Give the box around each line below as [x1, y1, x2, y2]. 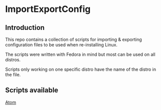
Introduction [5, 23, 45, 32]
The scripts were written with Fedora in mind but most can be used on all [5, 51, 156, 57]
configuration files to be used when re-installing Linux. [5, 42, 117, 48]
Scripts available [5, 86, 58, 95]
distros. [5, 57, 21, 63]
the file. [5, 72, 21, 78]
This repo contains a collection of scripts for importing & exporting [5, 36, 142, 42]
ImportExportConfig [5, 3, 91, 15]
